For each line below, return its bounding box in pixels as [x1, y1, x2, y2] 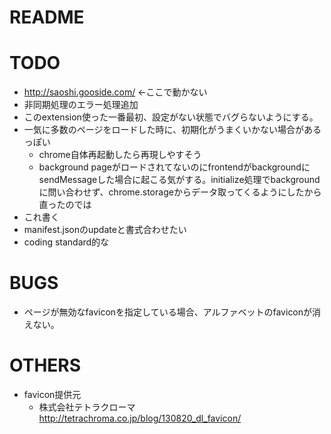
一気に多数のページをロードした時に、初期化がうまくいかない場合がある [23, 124, 322, 136]
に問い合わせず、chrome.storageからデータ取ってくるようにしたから [38, 186, 322, 198]
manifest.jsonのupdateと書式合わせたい [23, 224, 187, 236]
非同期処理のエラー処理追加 [23, 99, 139, 111]
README [9, 6, 85, 29]
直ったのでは [38, 199, 92, 211]
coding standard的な [23, 236, 110, 248]
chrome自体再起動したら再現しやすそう [38, 149, 202, 161]
